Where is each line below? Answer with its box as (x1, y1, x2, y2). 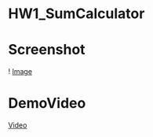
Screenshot (8, 41, 86, 59)
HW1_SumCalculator (8, 5, 145, 23)
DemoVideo (8, 94, 86, 113)
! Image (8, 67, 33, 76)
